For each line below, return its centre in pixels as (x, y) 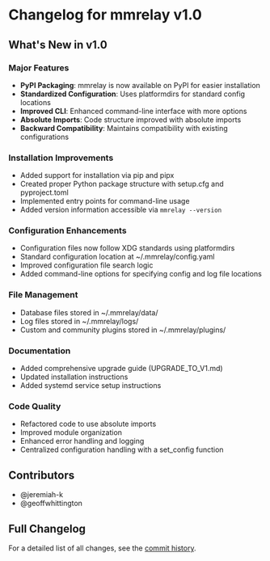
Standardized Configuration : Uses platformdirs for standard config (132, 94)
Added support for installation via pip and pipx (97, 175)
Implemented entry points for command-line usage (105, 201)
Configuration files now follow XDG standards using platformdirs (127, 248)
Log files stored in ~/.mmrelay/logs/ (79, 321)
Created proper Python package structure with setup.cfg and (122, 184)
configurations (44, 137)
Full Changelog (47, 528)
